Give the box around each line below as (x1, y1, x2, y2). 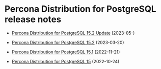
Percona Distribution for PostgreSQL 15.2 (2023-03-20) (11, 39, 124, 45)
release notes (4, 14, 62, 25)
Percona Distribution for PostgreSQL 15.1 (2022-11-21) (11, 49, 120, 55)
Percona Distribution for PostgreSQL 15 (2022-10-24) (11, 58, 120, 64)
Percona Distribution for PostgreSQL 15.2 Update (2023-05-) (11, 30, 135, 36)
